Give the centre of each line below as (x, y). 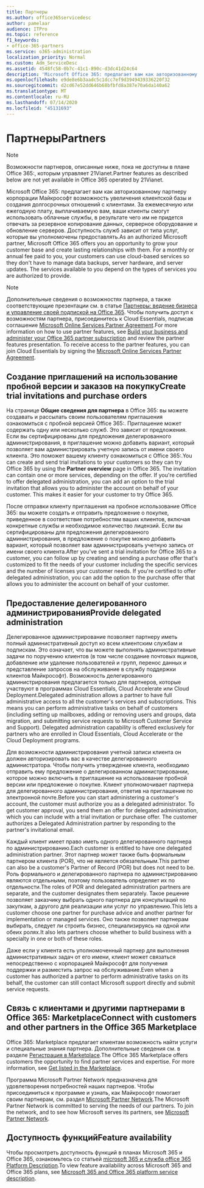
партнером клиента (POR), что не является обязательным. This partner (98, 861)
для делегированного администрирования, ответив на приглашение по (100, 791)
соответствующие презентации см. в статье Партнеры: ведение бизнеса (102, 306)
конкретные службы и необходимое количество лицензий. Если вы (94, 526)
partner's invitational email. (40, 830)
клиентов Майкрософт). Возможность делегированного (79, 676)
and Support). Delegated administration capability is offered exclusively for (100, 728)
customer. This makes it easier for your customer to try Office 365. (90, 494)
